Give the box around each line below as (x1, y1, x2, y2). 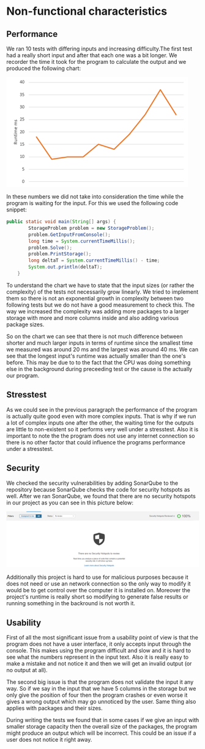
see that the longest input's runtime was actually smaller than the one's (6, 352, 186, 359)
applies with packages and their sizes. (6, 704, 103, 712)
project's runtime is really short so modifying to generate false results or (6, 593, 188, 600)
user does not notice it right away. (6, 735, 92, 743)
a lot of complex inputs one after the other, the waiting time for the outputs (6, 419, 194, 426)
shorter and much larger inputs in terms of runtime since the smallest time (6, 339, 193, 347)
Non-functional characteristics (6, 4, 167, 18)
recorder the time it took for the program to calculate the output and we (6, 58, 187, 65)
